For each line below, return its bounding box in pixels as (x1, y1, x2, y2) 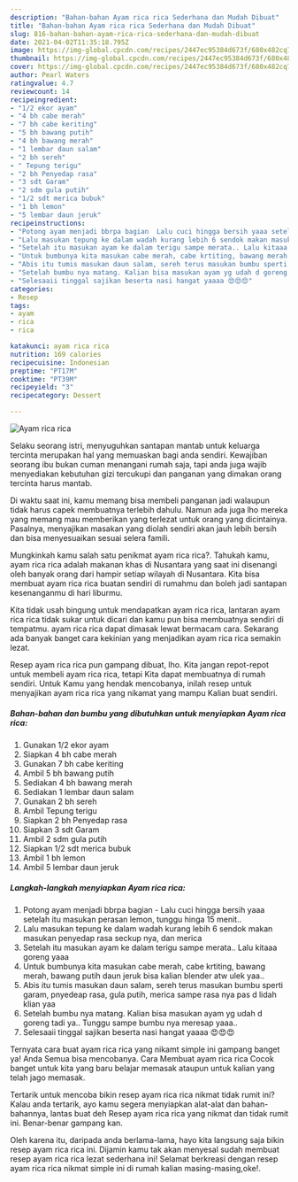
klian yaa (22, 998, 56, 1009)
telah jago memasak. (10, 1072, 86, 1083)
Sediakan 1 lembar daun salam (22, 786, 134, 797)
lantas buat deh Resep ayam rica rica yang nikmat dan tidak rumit (50, 1108, 289, 1118)
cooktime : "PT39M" (10, 375, 78, 383)
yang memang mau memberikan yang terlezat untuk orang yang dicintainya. (10, 514, 288, 524)
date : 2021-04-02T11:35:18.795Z (10, 37, 129, 47)
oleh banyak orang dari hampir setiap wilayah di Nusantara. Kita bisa (10, 568, 260, 579)
